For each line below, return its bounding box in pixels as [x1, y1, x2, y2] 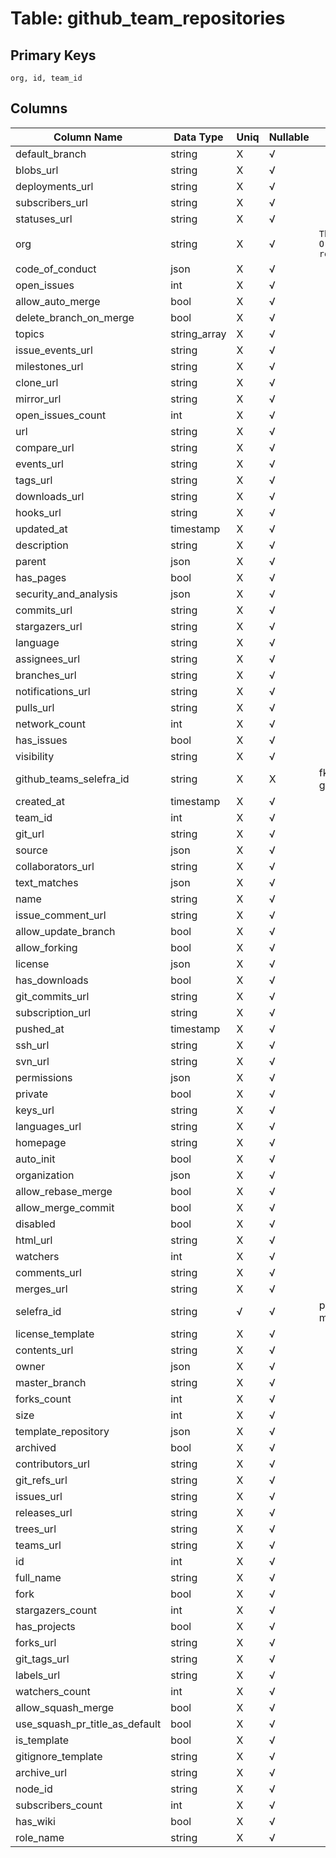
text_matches [15, 875, 79, 889]
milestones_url [15, 359, 84, 373]
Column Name [53, 130, 123, 144]
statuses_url [15, 212, 73, 226]
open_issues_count [15, 408, 107, 422]
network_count [15, 717, 86, 731]
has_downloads [15, 973, 89, 987]
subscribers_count [15, 1798, 103, 1812]
